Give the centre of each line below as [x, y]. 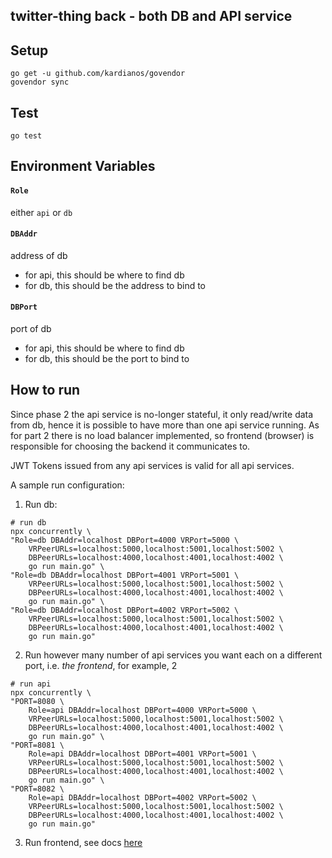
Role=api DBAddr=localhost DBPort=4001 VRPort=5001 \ [142, 754]
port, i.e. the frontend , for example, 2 [101, 665]
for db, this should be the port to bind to [107, 359]
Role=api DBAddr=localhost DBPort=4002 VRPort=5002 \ [142, 797]
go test [26, 136]
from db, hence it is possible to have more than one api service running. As [165, 425]
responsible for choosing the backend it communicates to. [130, 446]
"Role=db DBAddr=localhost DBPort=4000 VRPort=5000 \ [125, 540]
